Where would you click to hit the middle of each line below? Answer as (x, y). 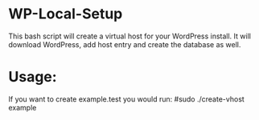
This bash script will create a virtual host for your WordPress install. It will (130, 36)
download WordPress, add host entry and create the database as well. (125, 44)
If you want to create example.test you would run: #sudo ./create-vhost (127, 99)
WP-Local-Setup (66, 14)
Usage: (33, 77)
